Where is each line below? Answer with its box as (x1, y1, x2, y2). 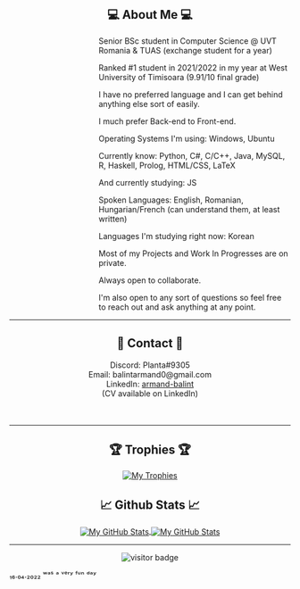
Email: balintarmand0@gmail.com (87, 369, 212, 379)
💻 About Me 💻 (106, 7, 194, 22)
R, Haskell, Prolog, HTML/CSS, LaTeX (98, 160, 236, 170)
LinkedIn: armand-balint (105, 378, 195, 389)
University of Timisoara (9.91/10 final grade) (98, 71, 260, 82)
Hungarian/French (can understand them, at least (98, 203, 280, 214)
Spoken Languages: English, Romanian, (98, 195, 244, 205)
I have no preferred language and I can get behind (98, 88, 283, 100)
